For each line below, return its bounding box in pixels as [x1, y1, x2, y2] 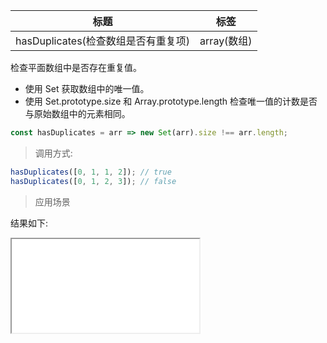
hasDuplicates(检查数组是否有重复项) [15, 34, 191, 48]
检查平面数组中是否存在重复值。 [10, 62, 142, 73]
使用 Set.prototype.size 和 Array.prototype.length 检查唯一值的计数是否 [24, 95, 318, 107]
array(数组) [199, 34, 253, 48]
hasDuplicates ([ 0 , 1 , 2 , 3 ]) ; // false [10, 176, 177, 186]
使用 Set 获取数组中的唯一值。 [24, 83, 150, 94]
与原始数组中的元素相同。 [24, 108, 131, 119]
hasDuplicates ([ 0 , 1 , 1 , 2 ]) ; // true [10, 167, 172, 177]
